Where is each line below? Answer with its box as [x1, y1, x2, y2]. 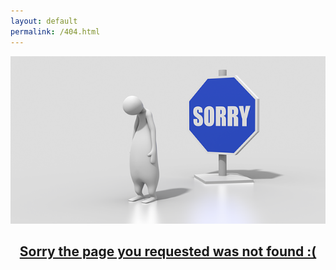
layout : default [10, 16, 78, 26]
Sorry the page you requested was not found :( [19, 243, 317, 260]
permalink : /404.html [10, 26, 101, 37]
